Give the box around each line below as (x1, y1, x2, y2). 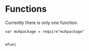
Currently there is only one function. (5, 20, 79, 25)
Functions (5, 3, 47, 15)
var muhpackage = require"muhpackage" (5, 29, 85, 34)
